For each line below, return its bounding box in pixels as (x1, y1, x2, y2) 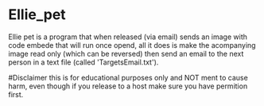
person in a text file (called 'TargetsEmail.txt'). (8, 57, 159, 67)
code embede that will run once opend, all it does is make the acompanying (8, 40, 256, 49)
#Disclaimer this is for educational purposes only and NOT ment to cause (8, 73, 248, 82)
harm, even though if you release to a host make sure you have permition (8, 81, 248, 91)
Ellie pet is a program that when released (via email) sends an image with (8, 32, 248, 41)
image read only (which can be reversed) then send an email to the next (8, 49, 244, 58)
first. (8, 89, 24, 99)
